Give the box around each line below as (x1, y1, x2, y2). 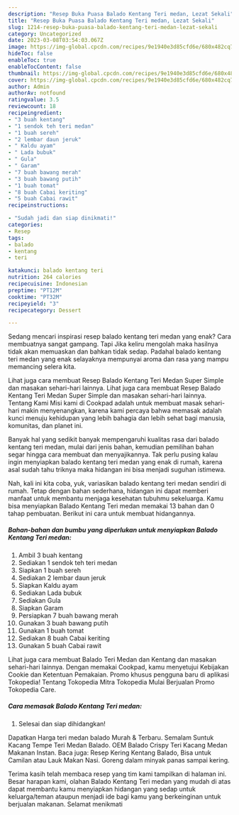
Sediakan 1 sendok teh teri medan (18, 559, 118, 567)
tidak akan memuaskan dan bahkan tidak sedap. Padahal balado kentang (8, 347, 222, 356)
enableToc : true (8, 57, 56, 64)
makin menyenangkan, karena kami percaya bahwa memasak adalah (21, 406, 222, 415)
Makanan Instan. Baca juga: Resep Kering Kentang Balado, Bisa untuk (8, 748, 211, 757)
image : (8, 43, 28, 50)
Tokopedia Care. (8, 686, 56, 694)
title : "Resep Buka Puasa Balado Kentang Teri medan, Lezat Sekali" (8, 17, 215, 24)
